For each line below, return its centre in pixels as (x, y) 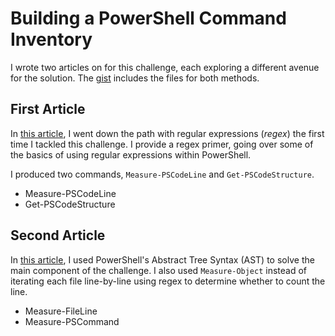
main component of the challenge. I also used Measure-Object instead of (159, 270)
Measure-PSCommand (72, 321)
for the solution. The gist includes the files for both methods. (135, 78)
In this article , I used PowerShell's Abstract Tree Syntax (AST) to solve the (162, 259)
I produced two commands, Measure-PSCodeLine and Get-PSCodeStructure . (162, 174)
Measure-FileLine (61, 311)
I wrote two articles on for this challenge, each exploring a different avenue (165, 67)
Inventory (51, 39)
